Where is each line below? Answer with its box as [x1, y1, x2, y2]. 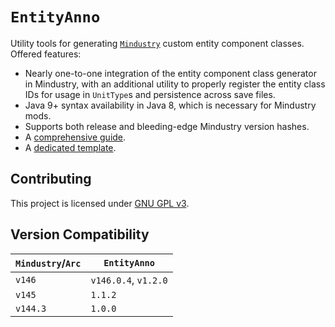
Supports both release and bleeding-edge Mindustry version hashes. [24, 120, 310, 132]
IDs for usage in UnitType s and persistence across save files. [24, 88, 276, 100]
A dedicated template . [24, 141, 117, 153]
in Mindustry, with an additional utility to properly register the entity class [24, 78, 326, 90]
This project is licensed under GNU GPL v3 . [10, 197, 190, 209]
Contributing [10, 171, 92, 188]
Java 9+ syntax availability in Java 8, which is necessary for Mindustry [24, 99, 317, 111]
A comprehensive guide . [24, 131, 127, 143]
